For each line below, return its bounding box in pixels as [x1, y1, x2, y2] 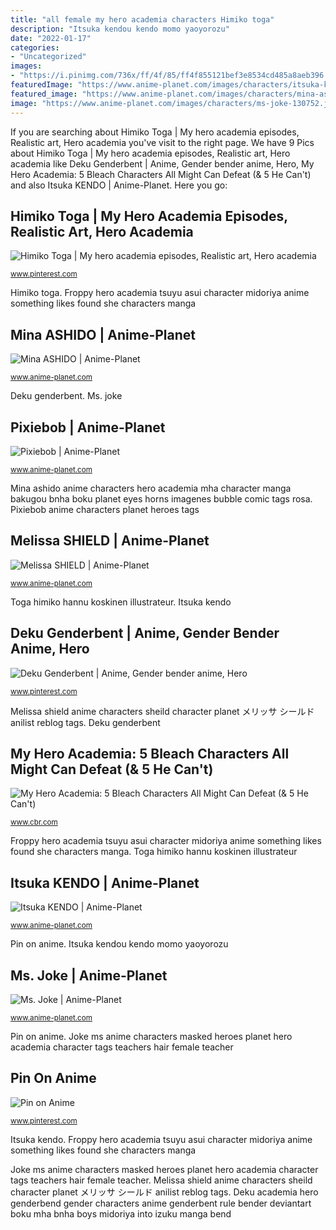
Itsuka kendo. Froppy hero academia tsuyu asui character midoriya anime [10, 1133, 313, 1145]
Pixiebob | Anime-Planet [10, 419, 166, 436]
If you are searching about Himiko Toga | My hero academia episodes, [10, 126, 300, 138]
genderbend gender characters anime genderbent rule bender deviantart [10, 1197, 312, 1209]
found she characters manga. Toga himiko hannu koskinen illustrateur [10, 846, 298, 858]
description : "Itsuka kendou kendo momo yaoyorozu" [10, 24, 230, 34]
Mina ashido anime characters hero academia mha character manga [10, 482, 292, 494]
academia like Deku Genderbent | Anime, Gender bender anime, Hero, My [10, 157, 315, 170]
